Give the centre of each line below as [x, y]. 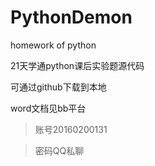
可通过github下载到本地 [58, 87]
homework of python [53, 45]
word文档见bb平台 [48, 108]
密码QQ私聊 [59, 150]
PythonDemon [71, 17]
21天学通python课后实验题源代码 [77, 65]
